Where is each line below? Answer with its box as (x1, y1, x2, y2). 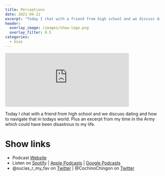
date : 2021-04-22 (5, 12, 41, 17)
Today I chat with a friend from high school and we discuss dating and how (5, 111, 157, 117)
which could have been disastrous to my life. (5, 121, 96, 127)
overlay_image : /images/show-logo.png (9, 26, 89, 30)
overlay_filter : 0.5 (9, 30, 52, 35)
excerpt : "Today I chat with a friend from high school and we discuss (5, 16, 155, 21)
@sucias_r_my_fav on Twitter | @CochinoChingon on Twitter (12, 165, 135, 171)
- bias (9, 39, 23, 44)
